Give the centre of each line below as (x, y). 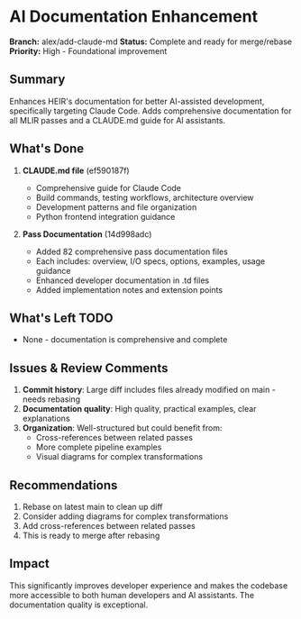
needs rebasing (51, 399)
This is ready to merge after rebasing (91, 535)
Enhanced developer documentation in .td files (123, 280)
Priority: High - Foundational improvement (88, 50)
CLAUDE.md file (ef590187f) (76, 170)
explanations (46, 419)
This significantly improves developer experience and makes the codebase (149, 585)
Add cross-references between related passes (109, 526)
